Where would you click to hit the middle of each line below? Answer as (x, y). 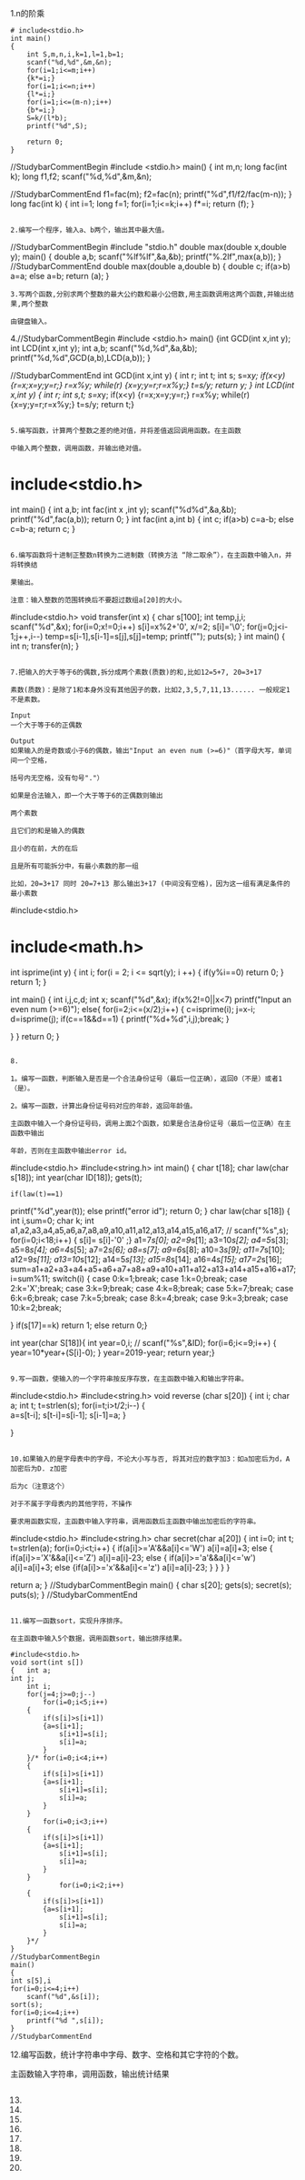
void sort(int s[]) (47, 1663)
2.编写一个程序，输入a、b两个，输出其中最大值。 (89, 230)
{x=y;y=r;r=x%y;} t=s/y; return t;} (73, 404)
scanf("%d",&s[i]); (64, 1996)
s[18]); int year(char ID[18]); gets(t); (77, 1177)
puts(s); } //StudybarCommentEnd (74, 1594)
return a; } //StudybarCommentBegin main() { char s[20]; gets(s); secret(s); (151, 1584)
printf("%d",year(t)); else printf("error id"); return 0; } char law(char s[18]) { (151, 1211)
